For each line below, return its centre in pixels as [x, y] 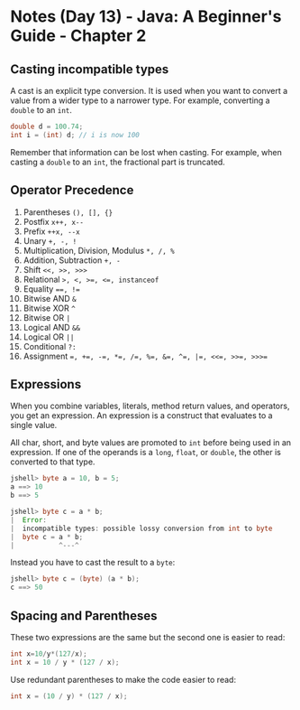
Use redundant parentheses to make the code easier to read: [123, 679]
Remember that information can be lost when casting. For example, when [146, 152]
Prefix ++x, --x [51, 231]
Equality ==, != [51, 289]
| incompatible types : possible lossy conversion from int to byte [141, 528]
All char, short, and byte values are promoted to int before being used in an [151, 443]
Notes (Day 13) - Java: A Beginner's [146, 17]
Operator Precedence [72, 190]
